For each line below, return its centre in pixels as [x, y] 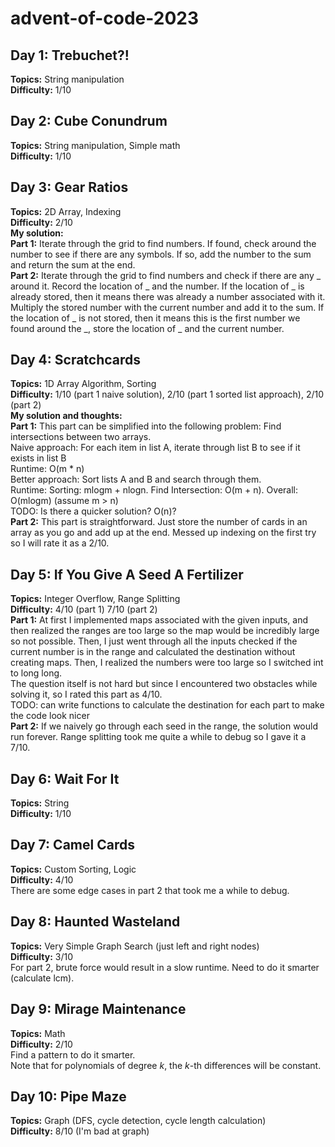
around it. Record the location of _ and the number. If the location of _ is [157, 286]
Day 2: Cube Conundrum [89, 121]
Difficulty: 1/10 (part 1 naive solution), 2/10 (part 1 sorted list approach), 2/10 [167, 394]
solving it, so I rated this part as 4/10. [86, 694]
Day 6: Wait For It [65, 778]
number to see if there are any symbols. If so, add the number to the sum [161, 254]
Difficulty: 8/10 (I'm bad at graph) [80, 1131]
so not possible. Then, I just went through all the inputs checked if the [154, 641]
